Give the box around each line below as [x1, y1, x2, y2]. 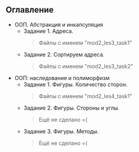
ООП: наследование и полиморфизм [14, 74, 110, 81]
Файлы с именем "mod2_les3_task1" [38, 39, 132, 46]
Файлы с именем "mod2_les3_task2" [38, 62, 134, 70]
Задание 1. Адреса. [23, 27, 73, 35]
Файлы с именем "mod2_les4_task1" [38, 92, 133, 99]
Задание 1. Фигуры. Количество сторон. [23, 81, 128, 88]
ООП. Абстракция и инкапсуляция [14, 21, 104, 28]
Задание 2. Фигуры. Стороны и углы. [23, 104, 120, 111]
